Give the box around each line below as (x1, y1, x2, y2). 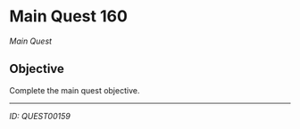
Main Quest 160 (9, 6, 128, 27)
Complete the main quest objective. (9, 85, 140, 95)
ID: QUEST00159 (9, 110, 71, 121)
